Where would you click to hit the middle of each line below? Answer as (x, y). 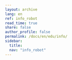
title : (16, 45)
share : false (18, 28)
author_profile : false (28, 32)
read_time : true (21, 23)
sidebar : (14, 41)
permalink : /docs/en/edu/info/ (36, 37)
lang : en (14, 14)
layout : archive (21, 9)
